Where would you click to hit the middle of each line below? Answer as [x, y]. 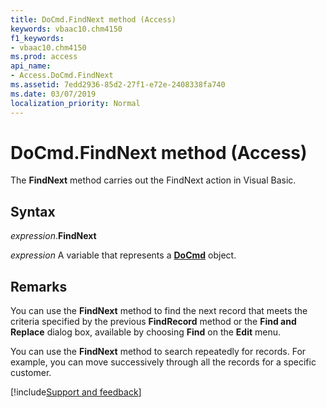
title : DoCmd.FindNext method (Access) [93, 19]
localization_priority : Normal [75, 103]
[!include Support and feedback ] [76, 392]
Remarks [39, 286]
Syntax [33, 211]
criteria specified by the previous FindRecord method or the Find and [153, 322]
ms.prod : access [44, 57]
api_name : [31, 66]
